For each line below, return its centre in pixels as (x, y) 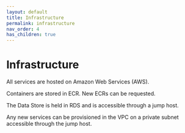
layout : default (27, 12)
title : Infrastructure (35, 18)
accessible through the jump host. (49, 124)
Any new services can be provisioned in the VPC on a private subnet (92, 117)
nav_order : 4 (23, 29)
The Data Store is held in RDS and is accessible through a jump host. (92, 106)
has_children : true (31, 35)
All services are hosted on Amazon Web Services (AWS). (78, 82)
